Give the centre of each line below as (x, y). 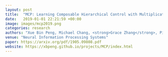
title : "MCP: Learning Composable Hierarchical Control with (71, 14)
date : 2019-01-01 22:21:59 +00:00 (43, 19)
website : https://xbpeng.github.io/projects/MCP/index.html (69, 47)
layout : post (19, 10)
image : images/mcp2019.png (33, 24)
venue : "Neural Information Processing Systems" (57, 38)
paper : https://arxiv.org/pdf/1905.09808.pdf (53, 42)
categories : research (28, 28)
